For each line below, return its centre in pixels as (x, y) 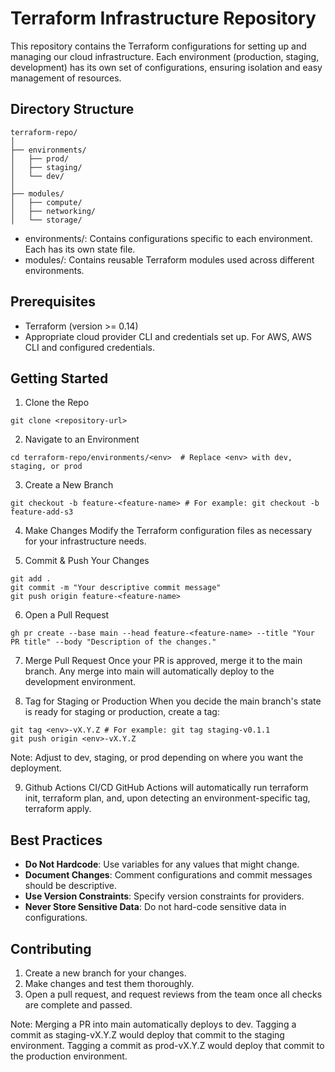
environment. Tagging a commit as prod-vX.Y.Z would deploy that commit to (167, 1045)
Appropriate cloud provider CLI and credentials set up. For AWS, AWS (168, 336)
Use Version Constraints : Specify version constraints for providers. (164, 896)
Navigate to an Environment (82, 439)
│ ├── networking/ (53, 211)
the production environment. (69, 1056)
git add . (31, 579)
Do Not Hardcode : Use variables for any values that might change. (162, 864)
